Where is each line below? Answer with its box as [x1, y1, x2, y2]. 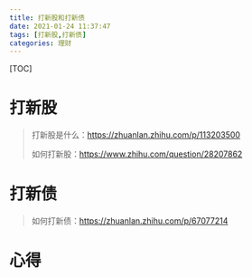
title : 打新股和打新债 [9, 13, 86, 23]
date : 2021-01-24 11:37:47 [9, 22, 111, 31]
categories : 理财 [9, 38, 72, 48]
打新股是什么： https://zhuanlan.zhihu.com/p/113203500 [31, 129, 241, 140]
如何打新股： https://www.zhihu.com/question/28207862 [31, 148, 243, 159]
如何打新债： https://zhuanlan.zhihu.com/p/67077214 [31, 215, 229, 226]
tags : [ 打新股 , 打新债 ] [9, 30, 87, 39]
